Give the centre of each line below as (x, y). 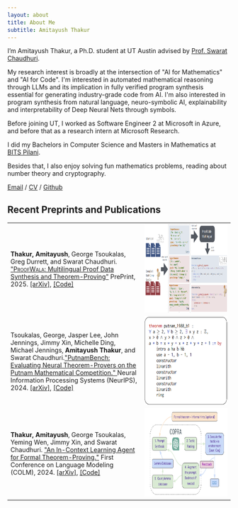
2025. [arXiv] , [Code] (42, 284)
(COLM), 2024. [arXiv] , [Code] (55, 472)
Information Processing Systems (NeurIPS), (74, 380)
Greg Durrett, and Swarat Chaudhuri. (64, 261)
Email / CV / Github (35, 187)
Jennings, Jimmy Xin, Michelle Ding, (63, 342)
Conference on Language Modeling (62, 465)
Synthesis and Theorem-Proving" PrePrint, (73, 276)
